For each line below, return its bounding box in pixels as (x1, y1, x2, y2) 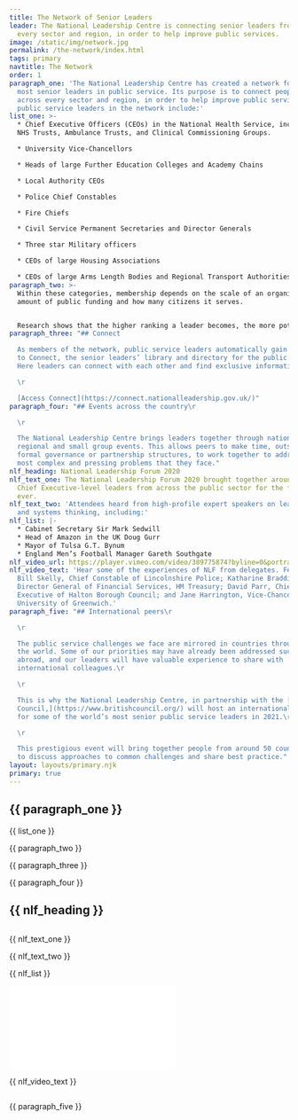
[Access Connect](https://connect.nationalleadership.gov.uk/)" (17, 394, 260, 403)
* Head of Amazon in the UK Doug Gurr (17, 533, 161, 542)
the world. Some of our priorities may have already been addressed (17, 647, 276, 656)
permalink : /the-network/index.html (9, 46, 145, 55)
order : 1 (9, 71, 42, 80)
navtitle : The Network (9, 63, 93, 72)
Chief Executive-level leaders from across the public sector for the (17, 483, 284, 492)
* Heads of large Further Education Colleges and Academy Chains (17, 161, 264, 169)
